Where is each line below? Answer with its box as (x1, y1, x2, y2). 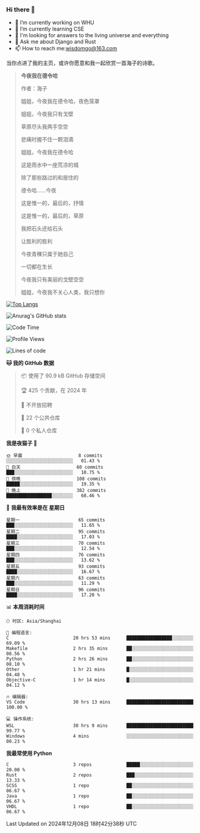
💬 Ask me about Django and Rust (14, 38, 97, 46)
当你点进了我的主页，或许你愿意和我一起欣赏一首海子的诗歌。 (6, 59, 158, 67)
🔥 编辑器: (6, 694, 29, 700)
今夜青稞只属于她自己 (20, 250, 73, 258)
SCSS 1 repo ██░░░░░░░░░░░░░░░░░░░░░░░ (6, 783, 194, 789)
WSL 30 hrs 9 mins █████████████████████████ (6, 723, 194, 729)
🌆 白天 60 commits (6, 464, 104, 470)
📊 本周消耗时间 (6, 603, 45, 611)
